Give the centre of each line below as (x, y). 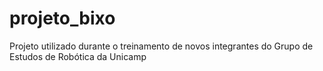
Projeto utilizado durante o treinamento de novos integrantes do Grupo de (161, 46)
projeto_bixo (62, 18)
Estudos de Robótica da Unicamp (78, 56)
